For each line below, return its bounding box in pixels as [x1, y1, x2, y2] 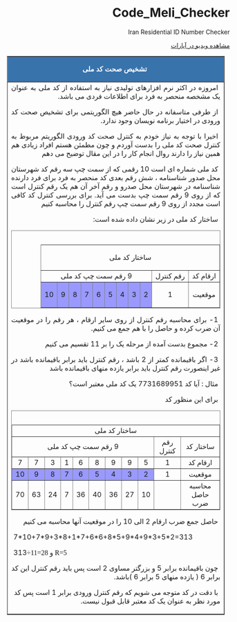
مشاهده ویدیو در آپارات [170, 41, 230, 49]
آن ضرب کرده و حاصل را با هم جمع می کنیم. [91, 323, 220, 333]
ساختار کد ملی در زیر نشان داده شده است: [93, 214, 218, 224]
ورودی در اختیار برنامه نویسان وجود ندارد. [100, 116, 220, 125]
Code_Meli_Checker [112, 5, 230, 21]
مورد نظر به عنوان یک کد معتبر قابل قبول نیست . [80, 596, 220, 605]
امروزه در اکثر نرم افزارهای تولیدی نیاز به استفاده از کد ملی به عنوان [11, 82, 218, 92]
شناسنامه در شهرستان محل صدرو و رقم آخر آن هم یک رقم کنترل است [11, 181, 220, 191]
